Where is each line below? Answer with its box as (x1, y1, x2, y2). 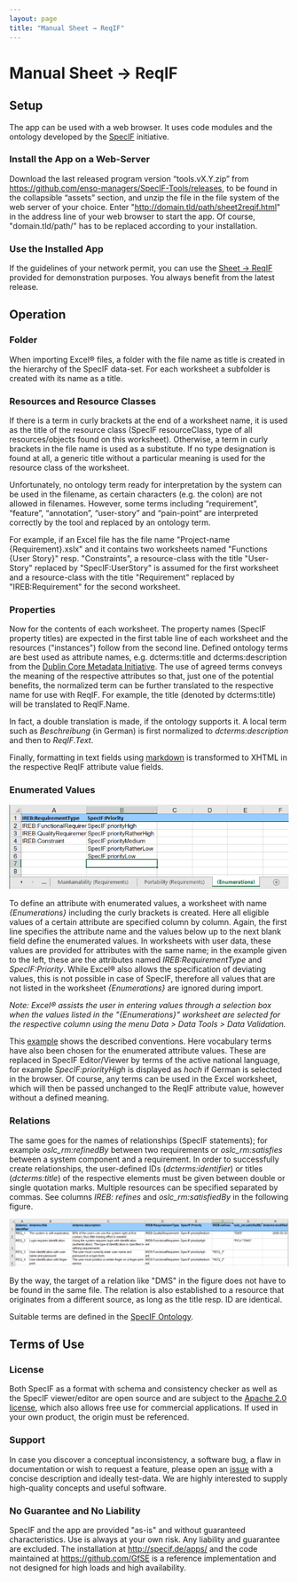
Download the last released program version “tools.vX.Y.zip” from (9, 173, 250, 184)
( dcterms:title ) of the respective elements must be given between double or (9, 1172, 286, 1183)
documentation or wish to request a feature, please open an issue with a (9, 1463, 273, 1474)
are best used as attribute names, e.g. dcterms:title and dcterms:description (9, 652, 287, 662)
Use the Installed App (9, 242, 104, 255)
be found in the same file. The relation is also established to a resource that (9, 1284, 285, 1295)
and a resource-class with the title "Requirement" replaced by (9, 572, 235, 583)
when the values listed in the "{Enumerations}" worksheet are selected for (9, 1009, 281, 1020)
